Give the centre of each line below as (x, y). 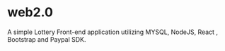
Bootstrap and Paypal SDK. (47, 39)
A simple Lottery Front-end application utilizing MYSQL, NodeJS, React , (112, 32)
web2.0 (30, 12)
